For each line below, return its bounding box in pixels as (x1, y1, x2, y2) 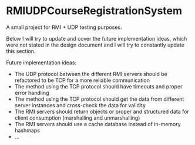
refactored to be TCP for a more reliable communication (14, 77, 150, 84)
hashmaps (14, 127, 40, 134)
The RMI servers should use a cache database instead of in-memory (14, 120, 181, 127)
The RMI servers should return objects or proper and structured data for (14, 108, 189, 115)
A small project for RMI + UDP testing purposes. (6, 24, 122, 31)
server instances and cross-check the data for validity (14, 101, 146, 108)
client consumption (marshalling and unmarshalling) (14, 114, 140, 121)
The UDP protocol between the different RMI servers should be (14, 70, 167, 77)
